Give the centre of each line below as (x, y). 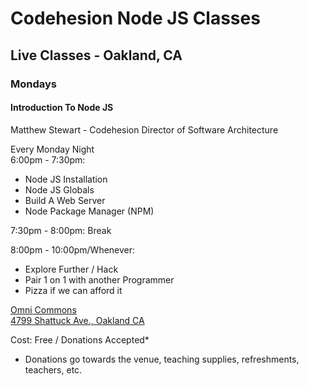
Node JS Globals (59, 189)
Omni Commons (43, 309)
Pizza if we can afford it (73, 290)
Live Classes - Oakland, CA (96, 55)
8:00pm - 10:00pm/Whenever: (73, 249)
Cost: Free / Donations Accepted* (80, 339)
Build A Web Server (65, 200)
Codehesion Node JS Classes (135, 18)
